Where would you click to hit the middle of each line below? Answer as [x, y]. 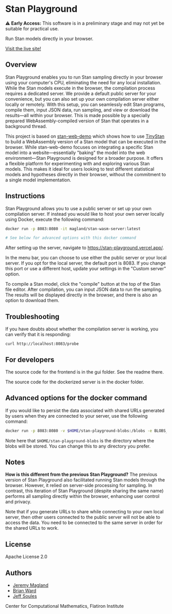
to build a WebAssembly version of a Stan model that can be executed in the [86, 141]
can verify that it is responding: [38, 334]
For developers [30, 359]
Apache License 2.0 [26, 557]
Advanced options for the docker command [76, 398]
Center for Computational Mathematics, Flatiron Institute [64, 606]
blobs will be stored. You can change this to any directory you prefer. [78, 446]
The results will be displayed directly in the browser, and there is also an [81, 295]
